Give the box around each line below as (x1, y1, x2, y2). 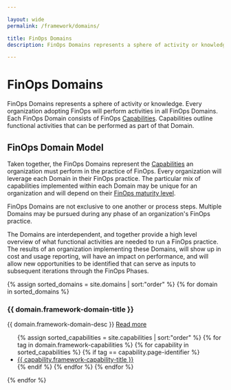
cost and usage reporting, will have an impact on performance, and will (7, 252, 208, 260)
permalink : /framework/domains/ (7, 22, 100, 30)
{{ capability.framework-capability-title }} (16, 356, 134, 364)
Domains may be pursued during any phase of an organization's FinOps (7, 210, 211, 217)
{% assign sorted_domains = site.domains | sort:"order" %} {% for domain (7, 280, 218, 288)
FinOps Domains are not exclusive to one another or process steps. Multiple (7, 202, 222, 210)
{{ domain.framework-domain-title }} (7, 304, 134, 314)
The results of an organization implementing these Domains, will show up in (7, 245, 221, 253)
